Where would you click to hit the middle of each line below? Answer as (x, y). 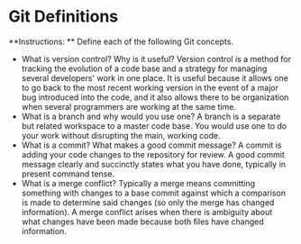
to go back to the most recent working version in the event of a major (150, 87)
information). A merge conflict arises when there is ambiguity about (147, 212)
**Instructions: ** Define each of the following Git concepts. (121, 41)
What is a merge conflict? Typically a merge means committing (138, 183)
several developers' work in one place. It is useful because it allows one (155, 77)
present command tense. (68, 174)
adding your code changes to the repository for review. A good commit (153, 154)
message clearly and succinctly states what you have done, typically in (153, 164)
